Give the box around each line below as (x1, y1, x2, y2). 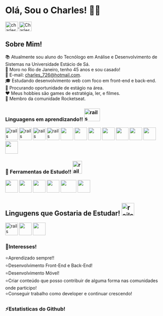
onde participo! (5, 285, 37, 291)
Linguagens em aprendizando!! (5, 116, 83, 123)
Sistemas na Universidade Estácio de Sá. (5, 61, 90, 67)
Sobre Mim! (5, 40, 42, 49)
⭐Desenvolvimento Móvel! (5, 270, 59, 276)
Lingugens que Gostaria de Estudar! (5, 209, 121, 217)
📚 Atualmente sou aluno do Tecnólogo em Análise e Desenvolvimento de (5, 54, 157, 60)
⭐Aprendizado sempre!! (5, 255, 54, 261)
